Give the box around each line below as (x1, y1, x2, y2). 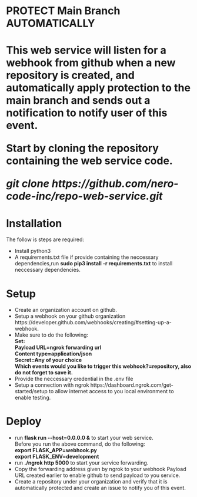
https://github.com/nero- (52, 177, 179, 190)
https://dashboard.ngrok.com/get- (90, 381, 173, 389)
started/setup (14, 388, 48, 395)
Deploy (6, 414, 42, 428)
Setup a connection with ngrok (14, 381, 89, 389)
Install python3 (14, 248, 51, 255)
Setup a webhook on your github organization (14, 312, 126, 320)
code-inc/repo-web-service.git (6, 190, 163, 203)
